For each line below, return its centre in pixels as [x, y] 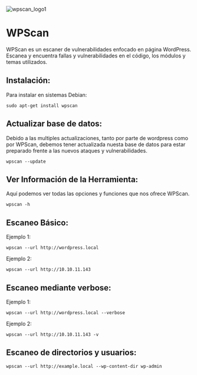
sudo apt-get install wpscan [42, 106]
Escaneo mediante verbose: [59, 288]
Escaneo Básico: [37, 223]
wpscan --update [26, 161]
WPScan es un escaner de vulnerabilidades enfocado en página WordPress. [99, 49]
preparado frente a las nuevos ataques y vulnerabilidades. [77, 150]
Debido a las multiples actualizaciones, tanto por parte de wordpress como [97, 138]
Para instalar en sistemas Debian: [47, 95]
